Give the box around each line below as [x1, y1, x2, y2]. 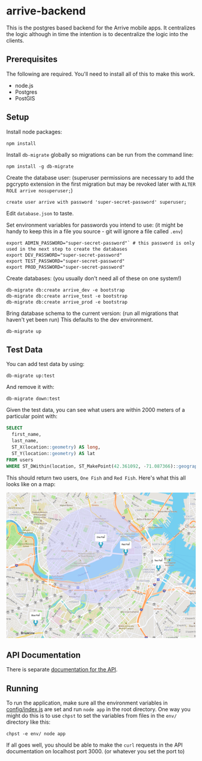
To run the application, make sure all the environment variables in [6, 699, 168, 706]
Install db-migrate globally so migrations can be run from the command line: [6, 151, 194, 158]
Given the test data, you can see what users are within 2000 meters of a [6, 406, 185, 414]
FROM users [6, 457, 34, 463]
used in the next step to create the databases [6, 246, 128, 252]
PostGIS [14, 94, 35, 102]
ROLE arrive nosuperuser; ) [6, 186, 73, 194]
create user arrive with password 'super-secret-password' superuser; [6, 199, 187, 205]
